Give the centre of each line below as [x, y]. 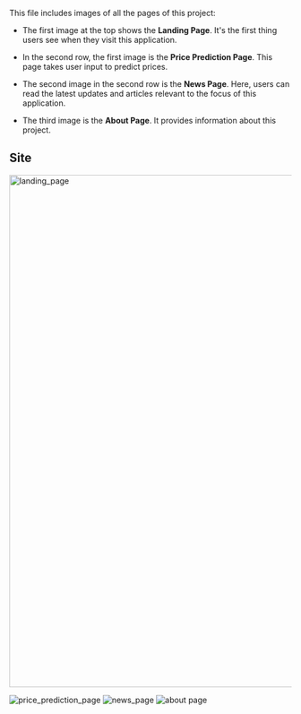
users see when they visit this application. [99, 40]
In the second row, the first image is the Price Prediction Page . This [147, 57]
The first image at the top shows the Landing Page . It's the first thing [150, 30]
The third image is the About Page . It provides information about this [149, 120]
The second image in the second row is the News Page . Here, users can [156, 84]
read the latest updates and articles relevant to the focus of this [139, 94]
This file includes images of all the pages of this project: [113, 13]
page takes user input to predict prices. [95, 67]
